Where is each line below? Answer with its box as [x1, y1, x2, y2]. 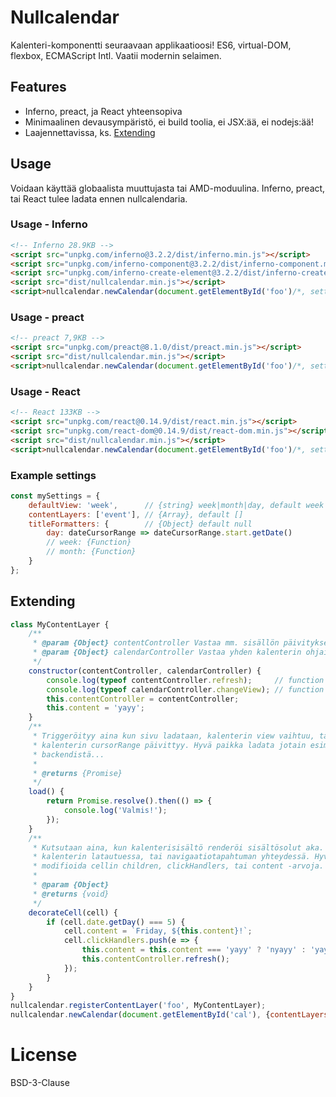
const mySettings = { [10, 491, 101, 501]
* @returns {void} [32, 889, 110, 899]
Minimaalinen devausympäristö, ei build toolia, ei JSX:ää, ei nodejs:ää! [24, 116, 314, 128]
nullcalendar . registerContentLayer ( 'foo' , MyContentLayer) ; [10, 1001, 267, 1011]
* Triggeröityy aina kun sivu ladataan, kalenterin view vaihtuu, [32, 731, 315, 741]
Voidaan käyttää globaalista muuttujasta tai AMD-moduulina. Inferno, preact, [10, 182, 326, 194]
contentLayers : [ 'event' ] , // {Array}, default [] [28, 509, 244, 520]
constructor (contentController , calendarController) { [28, 666, 262, 676]
